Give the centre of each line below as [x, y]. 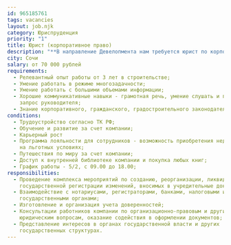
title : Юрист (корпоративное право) [59, 45]
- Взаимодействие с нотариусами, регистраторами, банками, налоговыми [117, 192]
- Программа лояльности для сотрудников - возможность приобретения [113, 141]
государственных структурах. [61, 231]
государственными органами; [59, 199]
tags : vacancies [30, 20]
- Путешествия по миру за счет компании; [74, 154]
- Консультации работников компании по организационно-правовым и [110, 211]
